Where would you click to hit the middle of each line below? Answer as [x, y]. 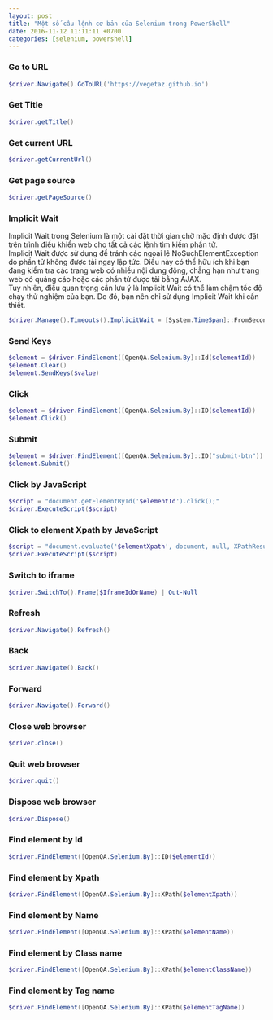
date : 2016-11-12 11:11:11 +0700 [65, 31]
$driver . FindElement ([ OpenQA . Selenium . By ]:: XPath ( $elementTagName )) [127, 1008]
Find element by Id [45, 840]
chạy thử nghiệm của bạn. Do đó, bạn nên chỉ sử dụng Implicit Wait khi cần [134, 297]
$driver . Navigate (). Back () [54, 668]
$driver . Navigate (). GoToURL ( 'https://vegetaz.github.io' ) [108, 84]
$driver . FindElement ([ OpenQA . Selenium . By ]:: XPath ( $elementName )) [121, 932]
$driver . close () [36, 743]
